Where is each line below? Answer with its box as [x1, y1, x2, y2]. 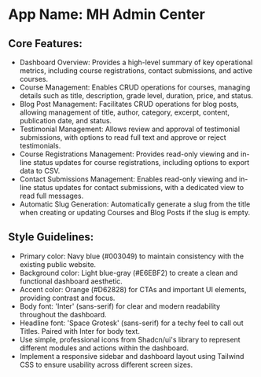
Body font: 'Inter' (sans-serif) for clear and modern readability [19, 301, 221, 311]
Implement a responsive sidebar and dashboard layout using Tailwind [19, 351, 244, 361]
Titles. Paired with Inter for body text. [19, 326, 140, 335]
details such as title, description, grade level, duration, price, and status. [19, 91, 254, 100]
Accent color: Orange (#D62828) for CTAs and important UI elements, [19, 284, 247, 294]
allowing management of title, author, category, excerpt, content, [19, 108, 230, 117]
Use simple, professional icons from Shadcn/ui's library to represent [19, 335, 241, 344]
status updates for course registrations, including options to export [32, 158, 250, 167]
